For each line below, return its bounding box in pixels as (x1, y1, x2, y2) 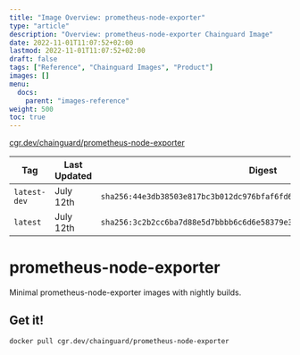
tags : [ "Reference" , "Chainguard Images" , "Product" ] (9, 63, 214, 72)
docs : (17, 88, 38, 97)
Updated (54, 170, 92, 182)
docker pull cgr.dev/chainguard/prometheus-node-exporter (9, 336, 229, 345)
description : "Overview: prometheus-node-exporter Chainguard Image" (9, 30, 274, 38)
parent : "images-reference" (25, 96, 129, 106)
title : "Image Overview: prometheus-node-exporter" (9, 13, 205, 22)
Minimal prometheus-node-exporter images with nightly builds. (9, 287, 242, 298)
